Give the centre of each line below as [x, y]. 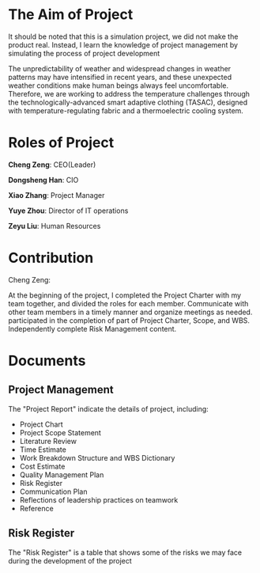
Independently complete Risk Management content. [92, 328]
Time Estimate [43, 450]
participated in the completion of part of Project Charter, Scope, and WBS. [129, 320]
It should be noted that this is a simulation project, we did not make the [123, 36]
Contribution [51, 258]
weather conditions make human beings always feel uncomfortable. [119, 85]
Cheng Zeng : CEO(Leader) [52, 165]
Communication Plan [53, 491]
